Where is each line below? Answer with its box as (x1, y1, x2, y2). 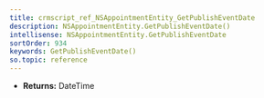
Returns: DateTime (22, 81, 95, 91)
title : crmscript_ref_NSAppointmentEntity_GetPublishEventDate (9, 13, 256, 23)
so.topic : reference (9, 55, 89, 64)
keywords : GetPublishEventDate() (9, 47, 137, 56)
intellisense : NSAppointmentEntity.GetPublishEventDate (9, 30, 227, 39)
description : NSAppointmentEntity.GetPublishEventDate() (9, 22, 231, 31)
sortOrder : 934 (9, 38, 68, 48)
